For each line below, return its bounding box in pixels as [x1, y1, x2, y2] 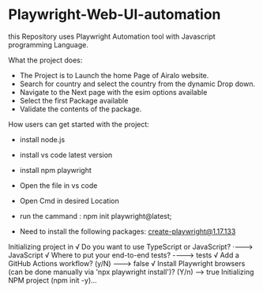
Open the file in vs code [19, 180, 98, 190]
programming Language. [8, 39, 88, 49]
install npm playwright [19, 165, 92, 175]
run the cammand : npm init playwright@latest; [19, 211, 172, 220]
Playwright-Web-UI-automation [8, 6, 221, 24]
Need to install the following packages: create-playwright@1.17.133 [19, 227, 236, 236]
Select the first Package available [19, 96, 129, 105]
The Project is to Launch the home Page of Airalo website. [19, 70, 209, 80]
